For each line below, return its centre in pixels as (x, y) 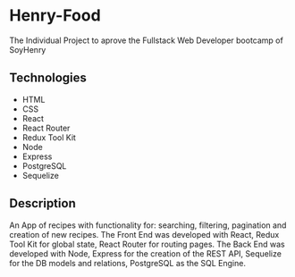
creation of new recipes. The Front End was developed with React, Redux (144, 234)
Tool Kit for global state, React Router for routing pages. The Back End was (147, 244)
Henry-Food (55, 16)
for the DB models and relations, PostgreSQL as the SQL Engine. (127, 263)
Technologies (48, 78)
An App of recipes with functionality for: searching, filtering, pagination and (148, 225)
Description (42, 203)
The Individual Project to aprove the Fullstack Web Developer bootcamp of (146, 40)
